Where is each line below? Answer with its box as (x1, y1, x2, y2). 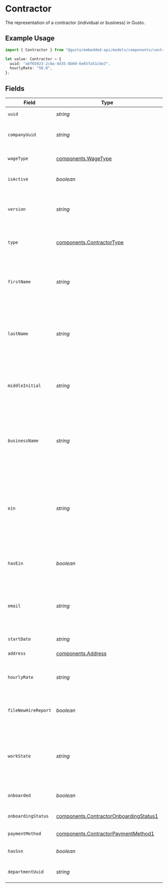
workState (7, 753, 31, 759)
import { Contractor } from (5, 47, 64, 53)
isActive (7, 176, 28, 182)
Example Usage (5, 34, 55, 43)
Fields (5, 84, 25, 93)
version (7, 206, 26, 212)
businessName (7, 437, 39, 443)
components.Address (56, 650, 106, 657)
